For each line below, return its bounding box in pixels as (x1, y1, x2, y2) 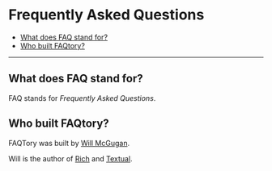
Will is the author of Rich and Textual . (8, 153, 133, 163)
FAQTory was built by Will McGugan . (8, 138, 130, 148)
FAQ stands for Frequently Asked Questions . (8, 93, 156, 102)
